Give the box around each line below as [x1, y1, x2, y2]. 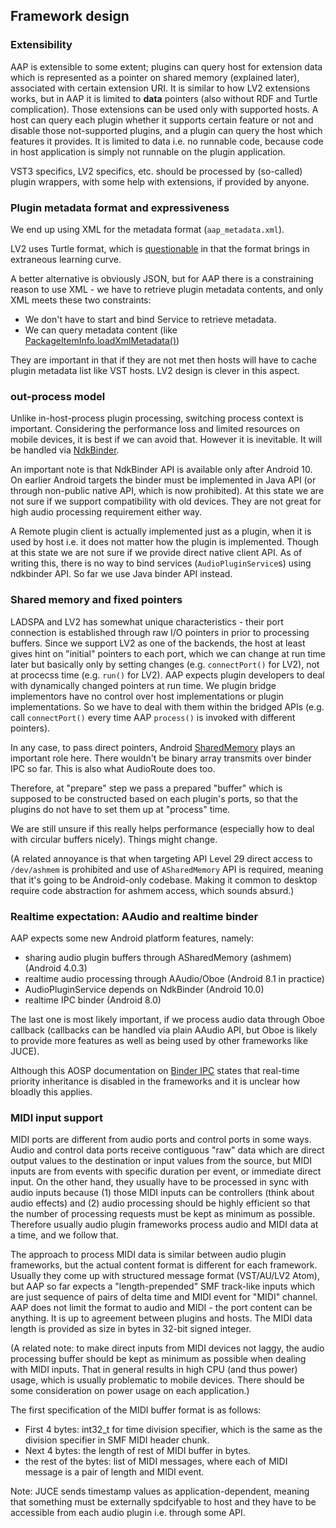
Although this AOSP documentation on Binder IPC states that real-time [10, 1064, 300, 1076]
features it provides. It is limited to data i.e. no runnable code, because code [10, 135, 324, 147]
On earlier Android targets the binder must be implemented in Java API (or [10, 474, 317, 486]
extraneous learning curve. [10, 253, 122, 265]
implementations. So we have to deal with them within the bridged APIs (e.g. [10, 700, 325, 713]
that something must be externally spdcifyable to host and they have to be [10, 1496, 317, 1508]
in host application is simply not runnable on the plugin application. [10, 145, 286, 158]
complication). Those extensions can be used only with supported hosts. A [10, 103, 319, 115]
